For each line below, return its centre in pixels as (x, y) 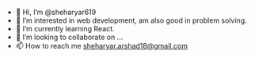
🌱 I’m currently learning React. (65, 29)
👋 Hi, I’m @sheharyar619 (56, 12)
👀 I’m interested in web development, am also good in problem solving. (131, 20)
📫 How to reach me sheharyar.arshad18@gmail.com (102, 46)
